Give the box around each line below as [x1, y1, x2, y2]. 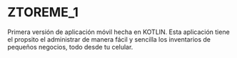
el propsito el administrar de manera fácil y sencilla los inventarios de [7, 35, 211, 43]
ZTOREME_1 [7, 4, 79, 21]
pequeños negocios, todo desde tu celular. [7, 42, 133, 51]
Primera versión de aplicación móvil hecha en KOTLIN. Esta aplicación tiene [7, 28, 230, 36]
